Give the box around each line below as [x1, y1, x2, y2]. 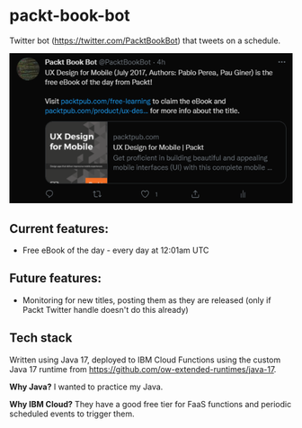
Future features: [9, 271, 102, 286]
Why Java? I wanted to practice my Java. [9, 381, 164, 392]
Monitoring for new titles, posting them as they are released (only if [22, 294, 271, 306]
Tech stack [9, 330, 73, 346]
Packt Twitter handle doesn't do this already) [22, 304, 189, 315]
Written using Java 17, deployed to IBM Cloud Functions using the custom [9, 354, 281, 365]
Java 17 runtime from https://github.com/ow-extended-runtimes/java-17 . [9, 363, 277, 374]
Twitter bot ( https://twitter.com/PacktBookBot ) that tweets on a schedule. [9, 35, 281, 46]
